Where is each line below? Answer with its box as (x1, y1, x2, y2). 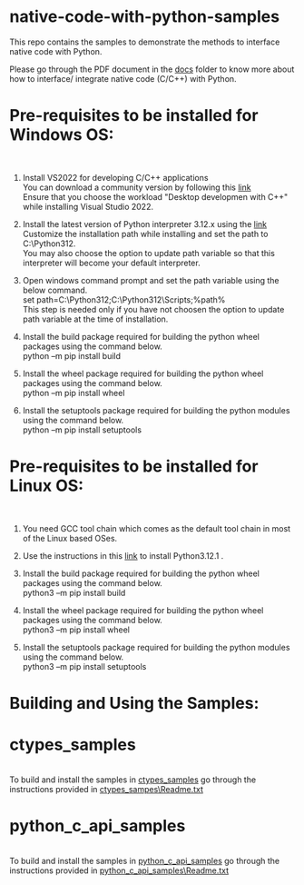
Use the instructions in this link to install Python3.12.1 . (22, 550, 224, 561)
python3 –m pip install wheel (22, 624, 130, 635)
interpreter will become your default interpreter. (22, 257, 201, 268)
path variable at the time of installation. (22, 313, 169, 324)
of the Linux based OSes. (22, 532, 118, 543)
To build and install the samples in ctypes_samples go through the (9, 774, 257, 785)
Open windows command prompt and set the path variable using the (22, 274, 279, 285)
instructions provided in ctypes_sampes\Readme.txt (9, 783, 204, 794)
